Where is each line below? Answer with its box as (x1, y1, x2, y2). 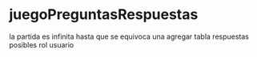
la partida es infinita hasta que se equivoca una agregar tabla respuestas (9, 32, 249, 41)
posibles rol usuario (9, 40, 74, 49)
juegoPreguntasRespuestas (9, 6, 199, 24)
